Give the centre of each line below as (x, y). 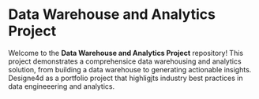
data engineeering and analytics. (62, 86)
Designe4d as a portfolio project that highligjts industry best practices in (126, 78)
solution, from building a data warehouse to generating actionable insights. (130, 69)
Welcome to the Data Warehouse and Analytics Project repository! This (126, 53)
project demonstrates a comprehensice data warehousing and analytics (125, 61)
